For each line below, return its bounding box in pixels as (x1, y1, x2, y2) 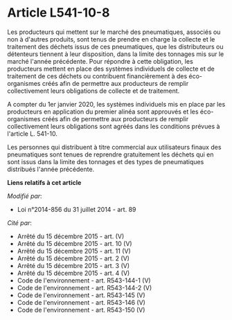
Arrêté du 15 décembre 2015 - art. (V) (17, 232, 125, 240)
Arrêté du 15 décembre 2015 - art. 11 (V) (17, 247, 132, 255)
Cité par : (7, 218, 33, 226)
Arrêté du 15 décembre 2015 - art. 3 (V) (17, 261, 130, 269)
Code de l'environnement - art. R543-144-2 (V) (17, 283, 152, 292)
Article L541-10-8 (7, 5, 110, 21)
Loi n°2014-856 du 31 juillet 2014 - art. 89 (17, 205, 136, 213)
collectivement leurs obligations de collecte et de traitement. (7, 87, 180, 95)
